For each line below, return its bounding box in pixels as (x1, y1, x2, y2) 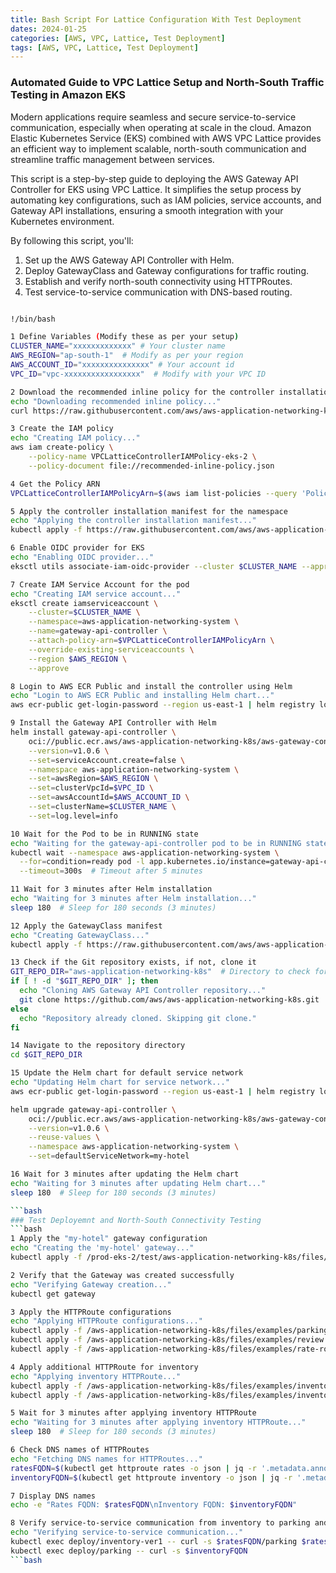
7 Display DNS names (10, 1491, 97, 1501)
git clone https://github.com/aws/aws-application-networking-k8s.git (19, 994, 320, 1005)
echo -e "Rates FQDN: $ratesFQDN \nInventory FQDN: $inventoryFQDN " (10, 1500, 298, 1510)
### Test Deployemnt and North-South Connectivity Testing (10, 1215, 262, 1225)
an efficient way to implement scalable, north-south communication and (10, 142, 307, 155)
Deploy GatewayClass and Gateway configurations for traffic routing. (24, 264, 310, 276)
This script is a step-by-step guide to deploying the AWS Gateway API (10, 172, 299, 185)
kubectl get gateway (10, 1289, 97, 1299)
